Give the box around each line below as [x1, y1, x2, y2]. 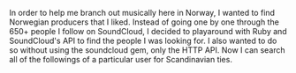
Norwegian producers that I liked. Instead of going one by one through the [9, 17, 280, 27]
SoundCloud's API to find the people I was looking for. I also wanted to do [9, 35, 277, 46]
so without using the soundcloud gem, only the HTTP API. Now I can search [9, 45, 285, 55]
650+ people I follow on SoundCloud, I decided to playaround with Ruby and [9, 26, 287, 36]
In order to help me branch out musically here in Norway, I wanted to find [9, 8, 276, 18]
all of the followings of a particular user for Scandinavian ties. [9, 55, 232, 64]
